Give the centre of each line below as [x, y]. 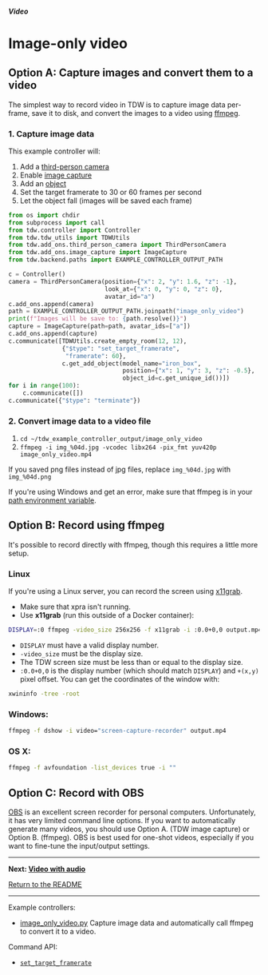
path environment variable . [53, 500]
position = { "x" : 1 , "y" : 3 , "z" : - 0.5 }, [189, 371]
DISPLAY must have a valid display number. [89, 645]
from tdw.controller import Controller [75, 230]
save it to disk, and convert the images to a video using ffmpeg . [136, 113]
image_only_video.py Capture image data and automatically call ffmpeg [136, 923]
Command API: [33, 947]
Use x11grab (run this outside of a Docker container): [107, 615]
